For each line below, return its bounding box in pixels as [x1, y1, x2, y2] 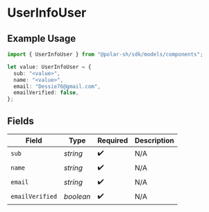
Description [134, 136, 175, 145]
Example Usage [7, 33, 76, 44]
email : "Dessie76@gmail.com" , [13, 83, 101, 90]
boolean [63, 192, 91, 202]
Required [97, 136, 128, 145]
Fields [7, 115, 35, 127]
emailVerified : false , [13, 89, 79, 97]
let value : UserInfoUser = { [7, 63, 92, 70]
